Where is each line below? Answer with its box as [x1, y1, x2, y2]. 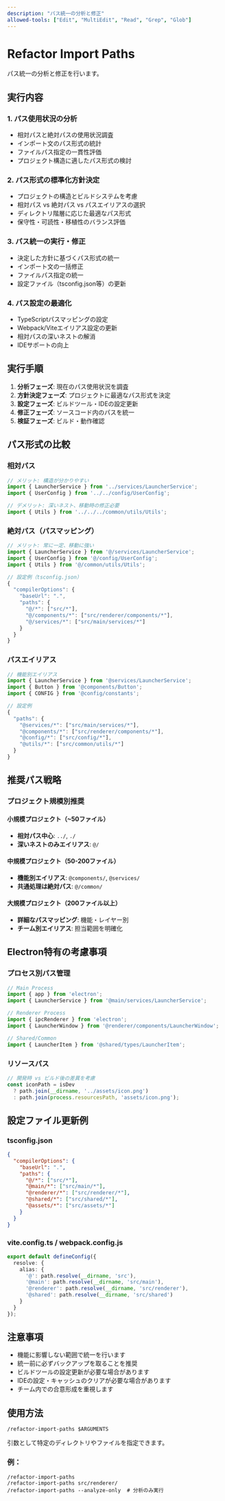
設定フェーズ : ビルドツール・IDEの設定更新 [16, 399, 139, 408]
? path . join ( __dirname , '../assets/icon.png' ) [13, 1087, 149, 1095]
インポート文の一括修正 [16, 262, 84, 270]
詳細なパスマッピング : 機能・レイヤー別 [16, 916, 129, 924]
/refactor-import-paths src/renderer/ [7, 1480, 118, 1487]
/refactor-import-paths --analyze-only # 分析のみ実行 [7, 1487, 164, 1493]
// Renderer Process [7, 1010, 67, 1016]
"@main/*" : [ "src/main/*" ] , [25, 1183, 106, 1190]
